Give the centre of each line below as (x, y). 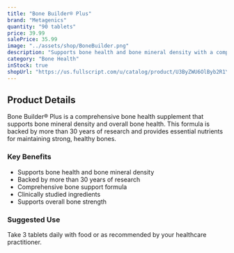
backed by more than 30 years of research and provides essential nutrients (115, 131)
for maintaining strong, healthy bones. (62, 139)
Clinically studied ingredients (59, 194)
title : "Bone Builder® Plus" (49, 14)
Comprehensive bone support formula (72, 187)
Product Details (41, 100)
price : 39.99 (26, 33)
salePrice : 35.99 (32, 40)
